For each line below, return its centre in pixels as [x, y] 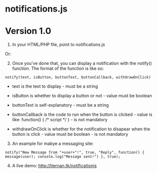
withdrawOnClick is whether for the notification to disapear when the [81, 129]
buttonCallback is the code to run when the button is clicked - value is [82, 114]
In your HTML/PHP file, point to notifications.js [59, 45]
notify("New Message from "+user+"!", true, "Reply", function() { [75, 153]
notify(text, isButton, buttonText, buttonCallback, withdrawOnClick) [78, 78]
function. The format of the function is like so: [58, 68]
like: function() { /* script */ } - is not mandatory [60, 120]
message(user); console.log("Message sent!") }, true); [63, 157]
